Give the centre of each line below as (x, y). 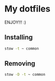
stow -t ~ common (22, 48)
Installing (19, 37)
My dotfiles (27, 9)
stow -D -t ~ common (25, 75)
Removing (20, 64)
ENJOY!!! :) (15, 22)
